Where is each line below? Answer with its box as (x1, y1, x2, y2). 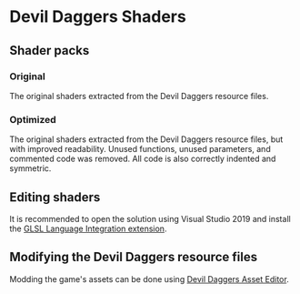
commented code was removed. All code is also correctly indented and (9, 153, 276, 165)
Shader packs (9, 43, 90, 58)
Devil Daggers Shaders (9, 6, 186, 27)
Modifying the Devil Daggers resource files (9, 249, 257, 265)
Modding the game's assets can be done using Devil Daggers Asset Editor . (9, 273, 289, 284)
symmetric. (9, 163, 52, 174)
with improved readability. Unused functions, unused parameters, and (9, 144, 271, 155)
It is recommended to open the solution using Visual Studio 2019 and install (9, 213, 291, 224)
